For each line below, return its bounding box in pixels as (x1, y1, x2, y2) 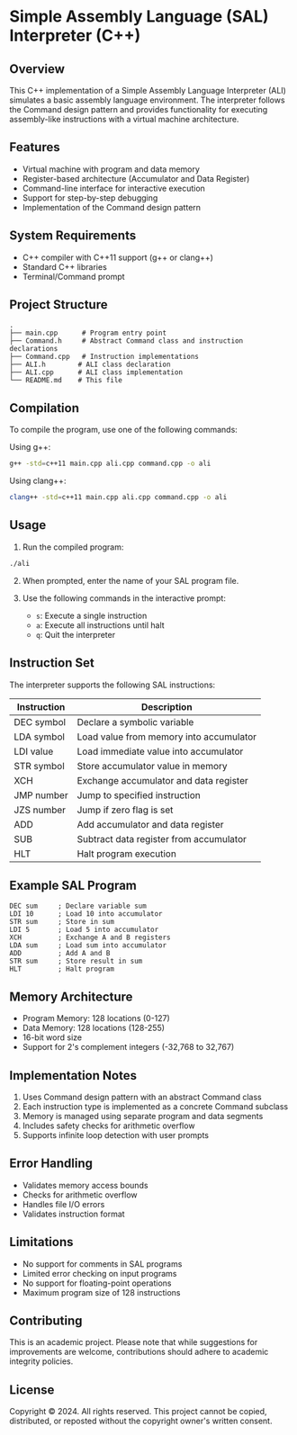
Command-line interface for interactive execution (22, 183, 205, 193)
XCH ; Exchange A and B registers (9, 933, 171, 942)
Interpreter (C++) (9, 25, 141, 46)
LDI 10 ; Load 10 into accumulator (9, 910, 164, 919)
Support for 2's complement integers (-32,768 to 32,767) (22, 1042, 235, 1053)
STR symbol (13, 759, 65, 772)
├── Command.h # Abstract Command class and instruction (9, 336, 244, 345)
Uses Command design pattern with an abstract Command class (22, 1091, 263, 1102)
